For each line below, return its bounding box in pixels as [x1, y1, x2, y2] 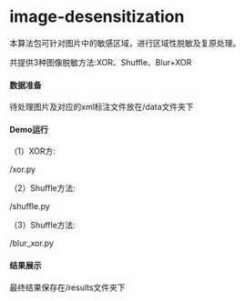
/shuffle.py [9, 201, 50, 212]
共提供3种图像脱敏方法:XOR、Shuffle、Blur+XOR [9, 56, 192, 67]
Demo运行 [9, 124, 48, 135]
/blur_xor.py [9, 238, 55, 249]
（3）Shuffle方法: [9, 220, 76, 231]
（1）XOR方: [9, 145, 56, 156]
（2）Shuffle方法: [9, 183, 76, 194]
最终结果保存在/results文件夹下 [9, 282, 126, 293]
